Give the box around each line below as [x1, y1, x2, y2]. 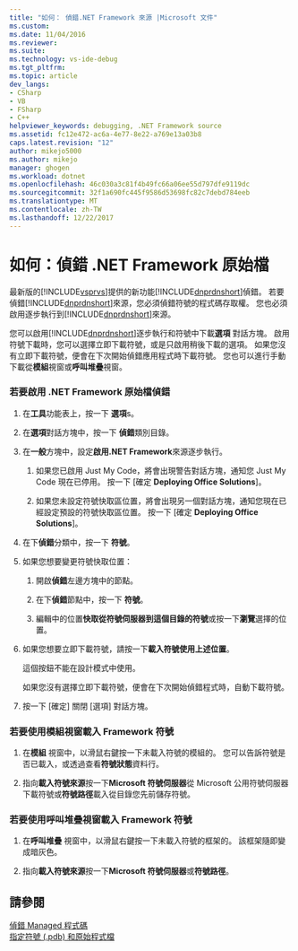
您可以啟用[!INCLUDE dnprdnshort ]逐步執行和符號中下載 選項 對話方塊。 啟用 [9, 327, 290, 338]
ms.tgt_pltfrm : [9, 64, 66, 73]
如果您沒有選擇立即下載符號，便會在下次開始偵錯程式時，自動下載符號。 [21, 681, 289, 692]
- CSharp [9, 88, 42, 97]
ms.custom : [9, 22, 50, 31]
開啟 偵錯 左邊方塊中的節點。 [35, 575, 139, 586]
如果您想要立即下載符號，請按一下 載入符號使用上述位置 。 [21, 643, 234, 654]
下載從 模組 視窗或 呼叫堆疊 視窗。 [9, 361, 127, 372]
